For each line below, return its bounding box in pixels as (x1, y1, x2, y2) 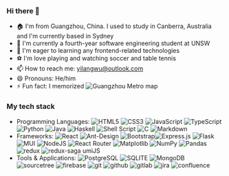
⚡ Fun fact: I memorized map (16, 82, 158, 90)
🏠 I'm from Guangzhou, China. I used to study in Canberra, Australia (16, 22, 212, 30)
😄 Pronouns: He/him (16, 75, 76, 83)
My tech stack (6, 102, 56, 112)
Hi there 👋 (6, 6, 41, 16)
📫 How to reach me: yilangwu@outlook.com (16, 64, 144, 73)
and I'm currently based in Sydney (16, 32, 114, 40)
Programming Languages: (16, 117, 90, 125)
